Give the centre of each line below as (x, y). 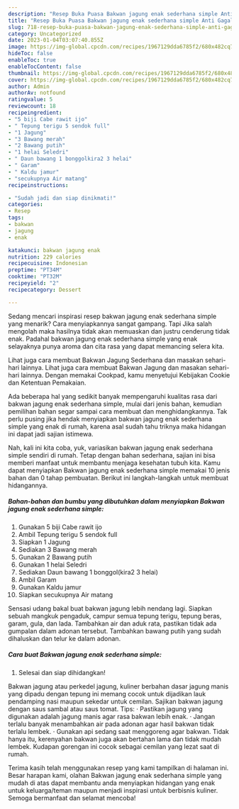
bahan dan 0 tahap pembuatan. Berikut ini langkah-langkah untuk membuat (118, 477)
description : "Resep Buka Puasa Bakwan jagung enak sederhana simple (113, 14)
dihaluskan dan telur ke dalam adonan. (65, 638)
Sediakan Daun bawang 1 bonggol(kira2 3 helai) (88, 572)
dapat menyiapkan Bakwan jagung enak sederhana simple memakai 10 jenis (119, 470)
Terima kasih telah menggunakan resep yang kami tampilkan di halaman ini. (118, 768)
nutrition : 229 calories (45, 257)
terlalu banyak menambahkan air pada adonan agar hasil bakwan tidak (111, 724)
